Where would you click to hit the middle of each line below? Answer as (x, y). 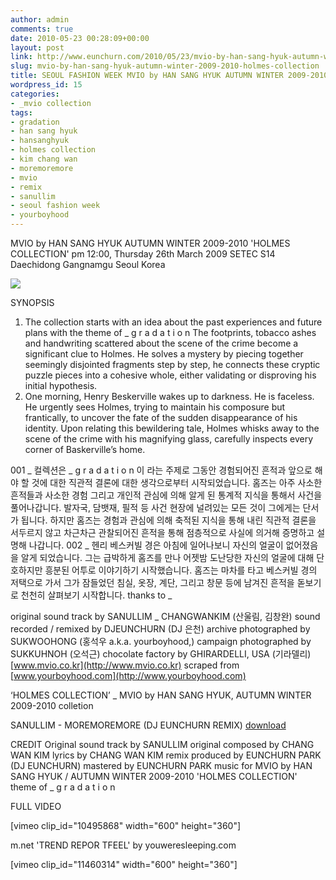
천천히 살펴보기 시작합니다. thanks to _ (96, 595)
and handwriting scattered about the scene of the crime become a (161, 343)
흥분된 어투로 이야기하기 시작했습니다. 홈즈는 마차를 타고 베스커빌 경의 (181, 570)
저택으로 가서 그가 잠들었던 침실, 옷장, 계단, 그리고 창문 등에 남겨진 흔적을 (152, 582)
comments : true (42, 29)
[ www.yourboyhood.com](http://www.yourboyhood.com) (128, 675)
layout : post (37, 47)
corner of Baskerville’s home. (85, 449)
